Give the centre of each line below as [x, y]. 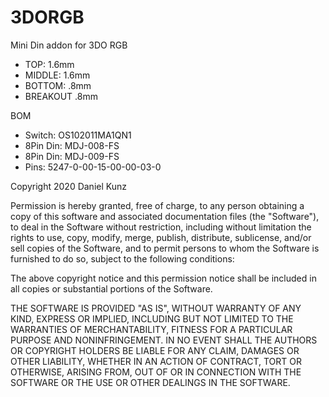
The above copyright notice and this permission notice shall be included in [163, 278]
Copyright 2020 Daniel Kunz [68, 186]
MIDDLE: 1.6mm [57, 75]
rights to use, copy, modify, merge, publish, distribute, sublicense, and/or [161, 237]
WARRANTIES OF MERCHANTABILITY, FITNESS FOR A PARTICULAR [151, 329]
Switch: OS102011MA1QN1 [78, 135]
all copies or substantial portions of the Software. [111, 288]
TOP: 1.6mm [49, 64]
